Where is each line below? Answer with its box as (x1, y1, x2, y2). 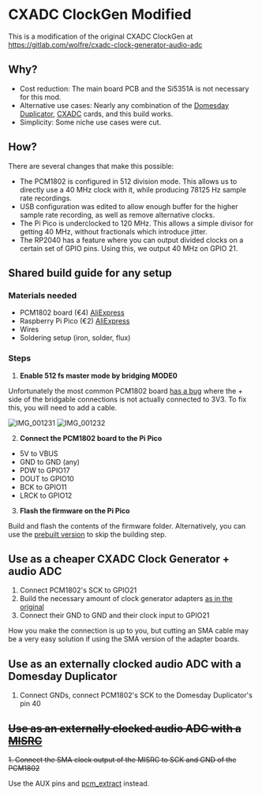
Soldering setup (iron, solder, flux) (19, 333, 131, 342)
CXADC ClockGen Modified (8, 6, 192, 24)
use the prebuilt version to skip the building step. (8, 529, 167, 539)
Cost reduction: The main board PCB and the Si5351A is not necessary (19, 84, 249, 93)
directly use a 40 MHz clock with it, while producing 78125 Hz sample (19, 185, 247, 194)
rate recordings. (19, 193, 73, 203)
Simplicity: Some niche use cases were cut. (19, 117, 162, 127)
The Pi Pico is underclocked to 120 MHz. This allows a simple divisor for (19, 219, 254, 228)
